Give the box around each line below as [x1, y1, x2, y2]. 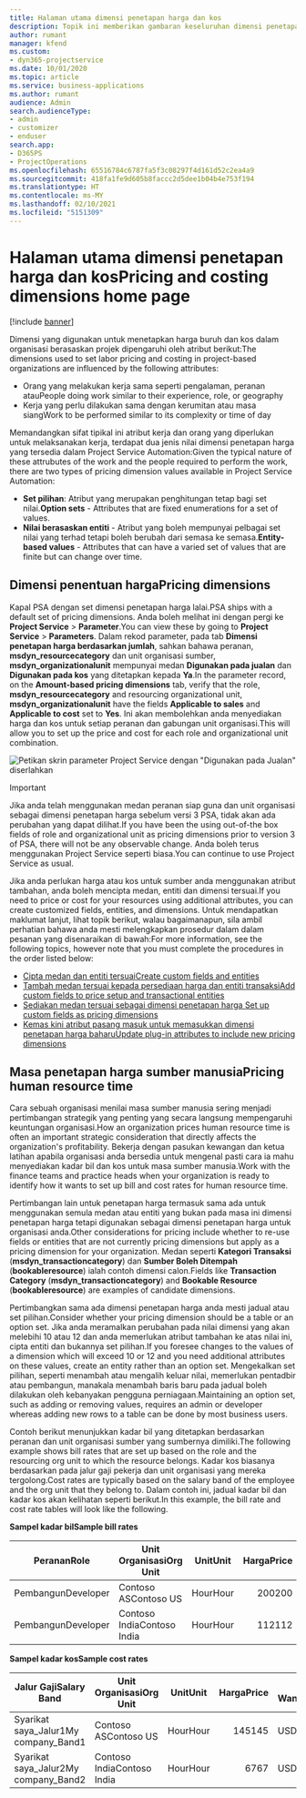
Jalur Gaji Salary [15, 1681, 86, 1693]
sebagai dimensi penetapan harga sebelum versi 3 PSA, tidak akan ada [9, 809, 276, 820]
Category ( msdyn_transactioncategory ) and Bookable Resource [9, 1275, 258, 1286]
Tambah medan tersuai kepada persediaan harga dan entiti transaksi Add [22, 980, 296, 990]
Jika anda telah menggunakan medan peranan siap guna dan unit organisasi [9, 799, 296, 810]
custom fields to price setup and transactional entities [22, 990, 225, 1001]
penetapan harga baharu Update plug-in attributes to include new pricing [22, 1028, 296, 1039]
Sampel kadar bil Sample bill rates [9, 1521, 138, 1532]
